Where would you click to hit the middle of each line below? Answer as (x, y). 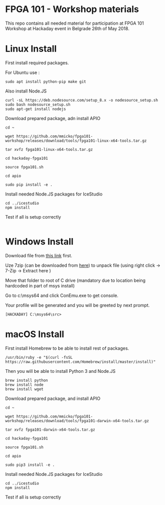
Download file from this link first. (39, 255)
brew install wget (24, 389)
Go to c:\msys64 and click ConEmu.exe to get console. (62, 295)
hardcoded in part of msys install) (40, 285)
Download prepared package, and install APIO (53, 398)
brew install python (27, 380)
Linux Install (31, 49)
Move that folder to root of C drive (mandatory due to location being (75, 280)
